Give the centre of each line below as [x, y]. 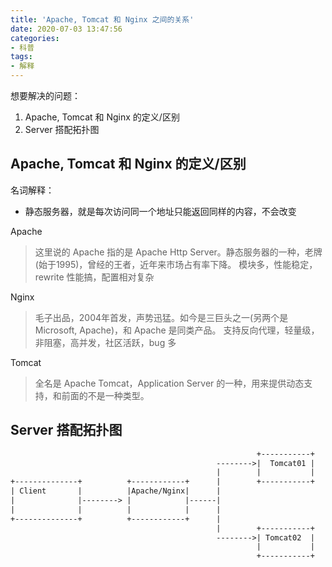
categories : [35, 38]
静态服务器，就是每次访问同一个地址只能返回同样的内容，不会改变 [160, 211]
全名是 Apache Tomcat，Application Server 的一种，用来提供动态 [169, 383]
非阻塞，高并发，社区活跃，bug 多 [105, 342]
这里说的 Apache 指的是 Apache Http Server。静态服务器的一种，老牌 [178, 252]
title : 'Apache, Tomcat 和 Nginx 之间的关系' [102, 19]
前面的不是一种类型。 [105, 395]
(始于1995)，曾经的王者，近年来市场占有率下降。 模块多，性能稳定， [176, 264]
